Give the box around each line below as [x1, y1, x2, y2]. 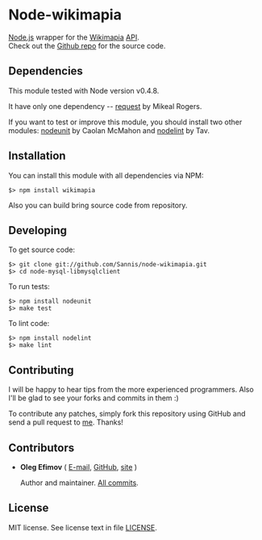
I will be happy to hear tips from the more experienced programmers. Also [8, 385, 254, 395]
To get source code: [8, 245, 75, 255]
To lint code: [8, 319, 50, 329]
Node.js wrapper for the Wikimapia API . [8, 32, 139, 42]
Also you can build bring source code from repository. [8, 200, 188, 210]
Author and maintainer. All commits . [19, 478, 139, 488]
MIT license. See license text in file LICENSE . [8, 522, 157, 532]
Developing [8, 224, 67, 237]
